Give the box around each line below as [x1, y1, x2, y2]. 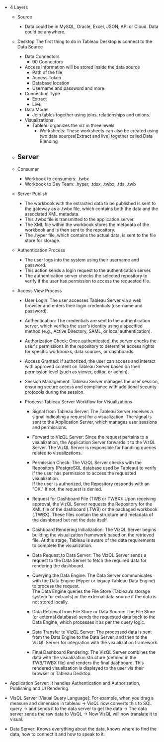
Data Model [24, 107, 49, 112]
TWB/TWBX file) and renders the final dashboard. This [32, 660, 144, 666]
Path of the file [32, 69, 63, 75]
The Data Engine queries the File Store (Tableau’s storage [32, 588, 151, 594]
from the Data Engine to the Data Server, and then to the [32, 634, 148, 640]
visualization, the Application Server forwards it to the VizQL [32, 439, 156, 445]
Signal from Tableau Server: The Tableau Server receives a [32, 408, 153, 414]
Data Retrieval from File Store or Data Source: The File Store [32, 608, 156, 614]
